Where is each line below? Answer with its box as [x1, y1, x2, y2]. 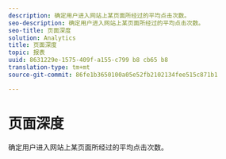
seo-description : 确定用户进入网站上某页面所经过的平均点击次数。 [8, 19, 205, 27]
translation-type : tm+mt [8, 64, 90, 72]
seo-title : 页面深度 [8, 26, 71, 34]
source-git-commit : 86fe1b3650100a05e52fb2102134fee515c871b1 [8, 71, 218, 79]
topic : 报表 [8, 48, 45, 56]
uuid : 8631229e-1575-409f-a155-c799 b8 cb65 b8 [8, 56, 169, 64]
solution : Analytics [8, 33, 77, 42]
